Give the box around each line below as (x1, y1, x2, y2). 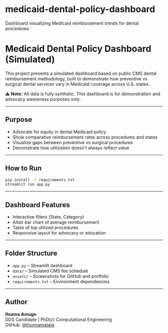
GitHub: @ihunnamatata (5, 321, 54, 327)
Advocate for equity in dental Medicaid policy (12, 129, 106, 135)
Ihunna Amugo (5, 311, 36, 317)
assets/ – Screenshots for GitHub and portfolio (12, 273, 109, 279)
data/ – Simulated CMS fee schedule (12, 268, 88, 274)
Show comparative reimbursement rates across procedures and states (12, 134, 158, 140)
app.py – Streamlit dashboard (12, 262, 72, 268)
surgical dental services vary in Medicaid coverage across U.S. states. (5, 81, 150, 87)
